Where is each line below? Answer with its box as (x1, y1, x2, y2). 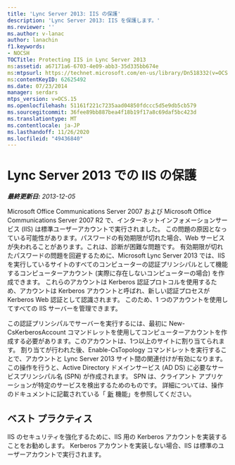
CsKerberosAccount (7, 328, 66, 337)
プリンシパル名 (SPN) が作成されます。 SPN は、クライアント (19, 372, 197, 381)
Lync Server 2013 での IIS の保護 (7, 167, 197, 183)
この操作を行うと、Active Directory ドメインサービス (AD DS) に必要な (7, 363, 212, 372)
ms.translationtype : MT (7, 115, 77, 122)
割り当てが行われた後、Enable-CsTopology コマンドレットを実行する (20, 346, 222, 354)
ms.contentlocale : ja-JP (7, 121, 80, 129)
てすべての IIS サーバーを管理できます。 (7, 304, 122, 313)
